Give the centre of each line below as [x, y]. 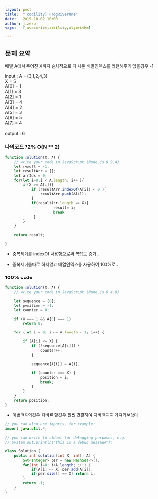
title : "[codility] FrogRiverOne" [41, 14]
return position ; [32, 400]
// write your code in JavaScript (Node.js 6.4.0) [67, 292]
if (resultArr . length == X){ [60, 203]
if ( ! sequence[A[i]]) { [55, 346]
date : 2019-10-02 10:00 [31, 19]
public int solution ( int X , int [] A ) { [55, 456]
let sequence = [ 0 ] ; [35, 301]
